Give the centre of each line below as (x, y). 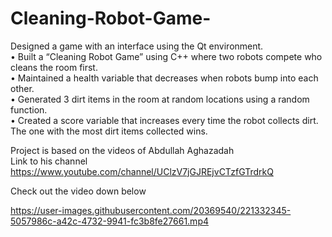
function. (29, 109)
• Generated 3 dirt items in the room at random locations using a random (160, 99)
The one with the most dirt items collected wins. (109, 131)
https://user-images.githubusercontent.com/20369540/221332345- (151, 210)
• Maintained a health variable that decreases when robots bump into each (164, 78)
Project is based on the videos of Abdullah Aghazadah (122, 150)
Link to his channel (49, 161)
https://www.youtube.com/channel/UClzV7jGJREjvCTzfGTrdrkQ (142, 171)
